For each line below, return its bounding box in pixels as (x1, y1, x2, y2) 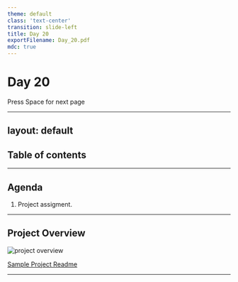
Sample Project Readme (7, 260, 78, 269)
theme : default (7, 10, 52, 18)
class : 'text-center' (7, 17, 72, 24)
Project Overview (7, 227, 86, 239)
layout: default (7, 125, 74, 137)
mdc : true (7, 43, 37, 50)
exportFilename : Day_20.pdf (7, 37, 91, 44)
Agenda (7, 181, 43, 193)
